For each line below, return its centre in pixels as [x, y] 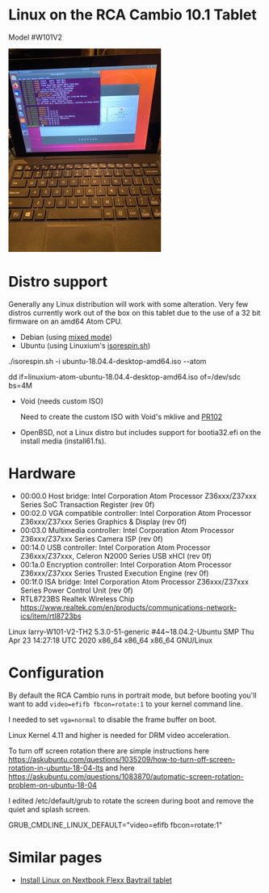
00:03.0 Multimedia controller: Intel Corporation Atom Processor [127, 530]
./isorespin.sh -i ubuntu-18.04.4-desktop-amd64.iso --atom [107, 361]
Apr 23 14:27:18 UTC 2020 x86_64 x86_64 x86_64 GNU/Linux [110, 640]
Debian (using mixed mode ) [66, 337]
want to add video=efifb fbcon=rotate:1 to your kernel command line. [126, 703]
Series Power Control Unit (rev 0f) [76, 590]
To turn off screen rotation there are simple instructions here [109, 750]
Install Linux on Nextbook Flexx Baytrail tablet [96, 880]
